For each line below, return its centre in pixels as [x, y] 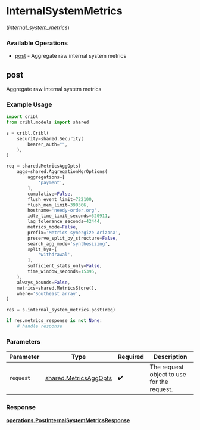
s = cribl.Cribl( [28, 133]
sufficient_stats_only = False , [65, 266]
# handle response [40, 326]
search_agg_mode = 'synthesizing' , [69, 244]
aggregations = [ [46, 177]
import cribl [22, 117]
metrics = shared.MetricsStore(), [57, 288]
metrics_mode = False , [53, 227]
